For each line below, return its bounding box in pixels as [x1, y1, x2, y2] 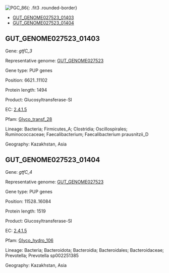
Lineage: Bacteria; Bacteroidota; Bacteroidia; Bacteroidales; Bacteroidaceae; [5, 247, 164, 253]
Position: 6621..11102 [5, 77, 48, 83]
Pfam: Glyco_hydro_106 [5, 237, 54, 243]
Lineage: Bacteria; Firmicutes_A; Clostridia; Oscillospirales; [5, 126, 128, 132]
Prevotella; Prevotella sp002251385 [5, 252, 79, 258]
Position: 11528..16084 [5, 198, 51, 204]
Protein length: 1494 [5, 87, 47, 93]
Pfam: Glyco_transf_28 [5, 116, 52, 122]
